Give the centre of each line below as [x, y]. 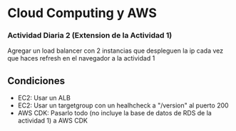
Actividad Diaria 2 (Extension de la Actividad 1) [90, 36]
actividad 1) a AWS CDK [52, 121]
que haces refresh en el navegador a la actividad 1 [81, 58]
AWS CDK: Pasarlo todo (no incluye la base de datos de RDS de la [114, 113]
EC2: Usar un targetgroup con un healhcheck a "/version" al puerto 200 [123, 105]
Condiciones [36, 81]
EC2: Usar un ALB [44, 98]
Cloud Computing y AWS [82, 13]
